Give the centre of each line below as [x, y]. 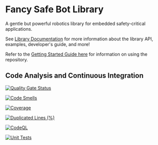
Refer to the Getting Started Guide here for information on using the [76, 54]
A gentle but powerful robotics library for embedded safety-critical [75, 23]
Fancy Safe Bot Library [54, 9]
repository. [17, 59]
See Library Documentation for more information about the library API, [79, 39]
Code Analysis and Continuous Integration [75, 76]
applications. [19, 29]
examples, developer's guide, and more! [48, 44]
